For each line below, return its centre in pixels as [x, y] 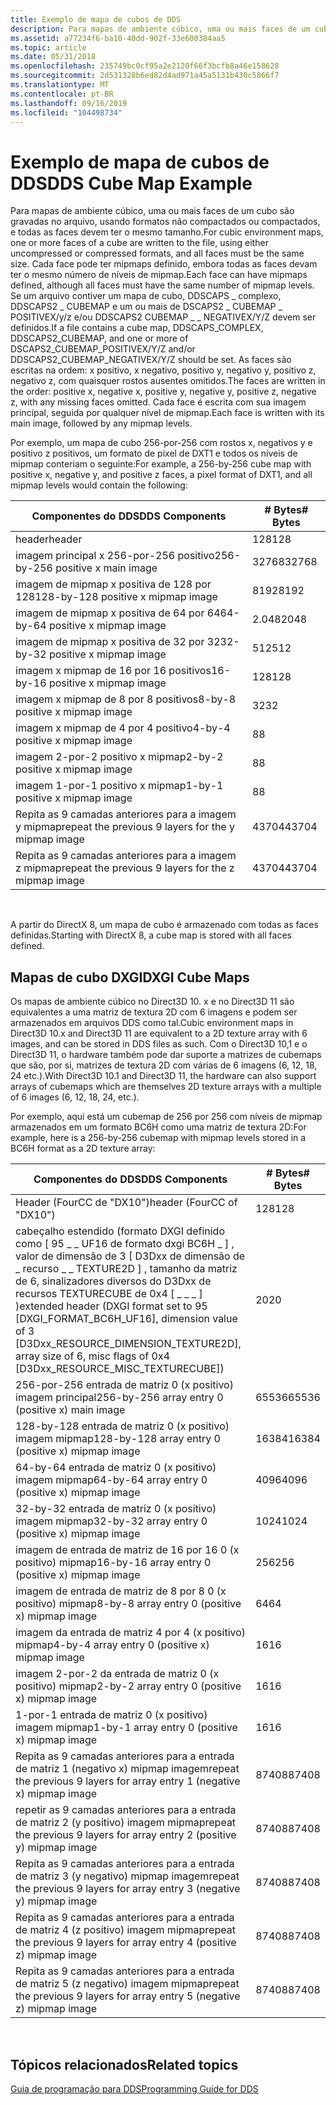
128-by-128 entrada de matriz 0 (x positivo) [122, 1426]
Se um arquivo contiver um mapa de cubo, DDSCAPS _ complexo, [146, 296]
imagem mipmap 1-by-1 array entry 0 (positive [126, 1728]
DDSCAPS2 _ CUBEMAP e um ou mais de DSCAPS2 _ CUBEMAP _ [146, 307]
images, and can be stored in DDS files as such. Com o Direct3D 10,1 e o [159, 1044]
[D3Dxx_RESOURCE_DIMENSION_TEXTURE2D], [128, 1344]
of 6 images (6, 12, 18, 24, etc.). [75, 1097]
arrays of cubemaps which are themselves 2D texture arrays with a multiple [166, 1087]
